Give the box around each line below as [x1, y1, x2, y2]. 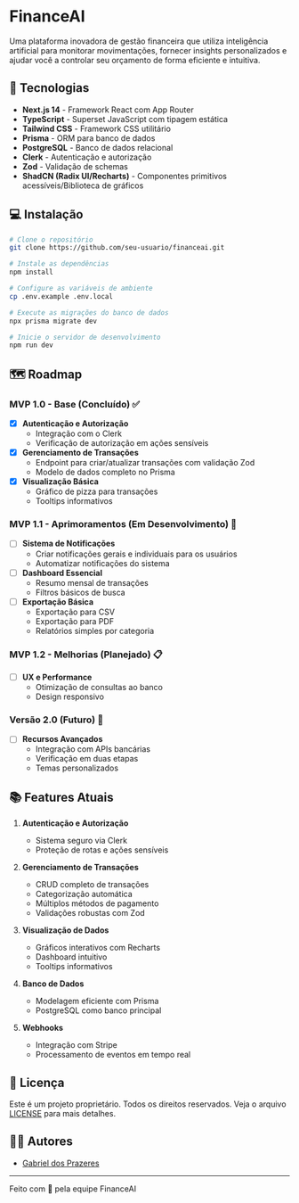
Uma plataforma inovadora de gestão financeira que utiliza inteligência [9, 36, 269, 46]
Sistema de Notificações [21, 538, 116, 549]
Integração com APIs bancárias [35, 744, 151, 754]
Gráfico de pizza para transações [35, 486, 158, 497]
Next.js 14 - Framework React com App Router [21, 104, 194, 115]
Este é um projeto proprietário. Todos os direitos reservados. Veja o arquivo [9, 1099, 287, 1109]
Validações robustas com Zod [35, 908, 145, 919]
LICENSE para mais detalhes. [9, 1108, 117, 1119]
